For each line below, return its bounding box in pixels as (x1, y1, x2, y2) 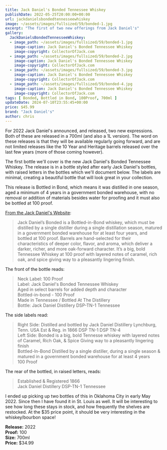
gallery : (5, 30, 23, 35)
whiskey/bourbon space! (5, 414, 56, 420)
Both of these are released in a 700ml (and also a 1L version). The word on (5, 133, 158, 139)
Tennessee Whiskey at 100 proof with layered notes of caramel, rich (17, 251, 158, 257)
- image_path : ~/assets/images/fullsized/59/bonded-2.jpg (9, 53, 133, 59)
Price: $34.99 (5, 440, 34, 446)
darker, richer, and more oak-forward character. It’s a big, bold (17, 245, 146, 252)
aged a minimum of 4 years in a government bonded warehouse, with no (5, 189, 155, 195)
